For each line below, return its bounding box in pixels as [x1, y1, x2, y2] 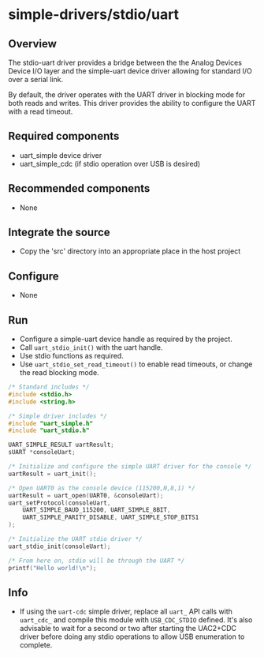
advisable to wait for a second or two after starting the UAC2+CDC [19, 624, 237, 633]
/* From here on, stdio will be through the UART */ [8, 557, 185, 565]
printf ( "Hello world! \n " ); [8, 564, 97, 572]
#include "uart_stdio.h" [8, 426, 90, 435]
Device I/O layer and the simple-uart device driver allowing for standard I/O [8, 66, 252, 76]
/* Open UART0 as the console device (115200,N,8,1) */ [8, 484, 195, 492]
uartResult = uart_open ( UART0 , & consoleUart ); [8, 491, 164, 499]
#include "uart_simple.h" [8, 419, 93, 427]
